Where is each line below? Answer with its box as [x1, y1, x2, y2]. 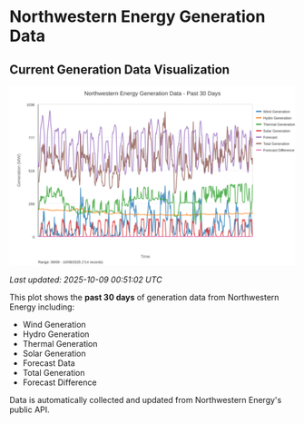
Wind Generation [22, 320, 86, 330]
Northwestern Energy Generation [9, 6, 266, 27]
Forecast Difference [22, 377, 97, 388]
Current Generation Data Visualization [9, 62, 230, 77]
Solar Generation [22, 348, 86, 359]
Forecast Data [22, 358, 75, 369]
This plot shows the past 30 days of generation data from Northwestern [9, 292, 279, 302]
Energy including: [9, 301, 75, 312]
